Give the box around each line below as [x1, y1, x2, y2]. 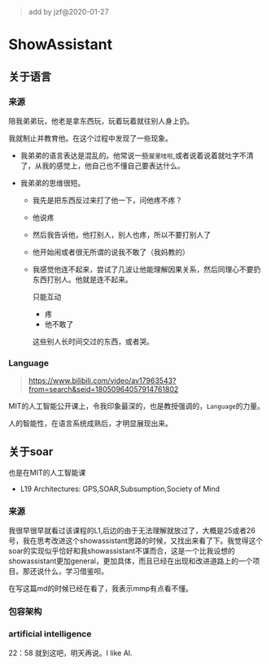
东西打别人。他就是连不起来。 [32, 274, 133, 284]
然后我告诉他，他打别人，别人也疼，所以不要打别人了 [32, 229, 212, 239]
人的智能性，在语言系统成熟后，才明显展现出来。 [8, 419, 173, 428]
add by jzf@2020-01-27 [28, 7, 109, 16]
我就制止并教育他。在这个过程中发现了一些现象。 [8, 133, 173, 143]
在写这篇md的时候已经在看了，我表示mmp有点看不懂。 [8, 584, 193, 593]
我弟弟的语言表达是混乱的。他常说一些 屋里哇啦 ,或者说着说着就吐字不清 [20, 150, 254, 160]
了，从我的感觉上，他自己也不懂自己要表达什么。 [20, 160, 185, 170]
